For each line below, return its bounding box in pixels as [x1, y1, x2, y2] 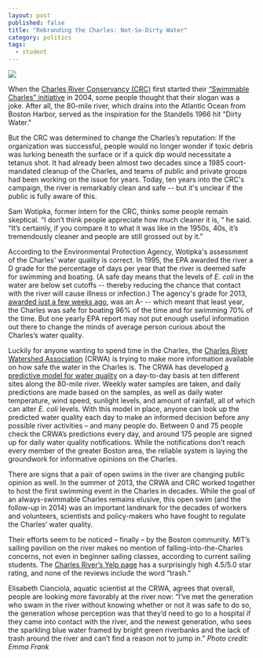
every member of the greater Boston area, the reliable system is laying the [8, 446, 248, 455]
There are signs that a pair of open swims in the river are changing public [8, 469, 246, 479]
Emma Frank [8, 642, 49, 651]
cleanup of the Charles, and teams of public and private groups [42, 167, 247, 175]
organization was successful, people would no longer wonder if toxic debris [8, 142, 254, 150]
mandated [8, 167, 42, 175]
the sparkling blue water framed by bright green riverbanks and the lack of [8, 626, 250, 634]
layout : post [8, 11, 51, 20]
